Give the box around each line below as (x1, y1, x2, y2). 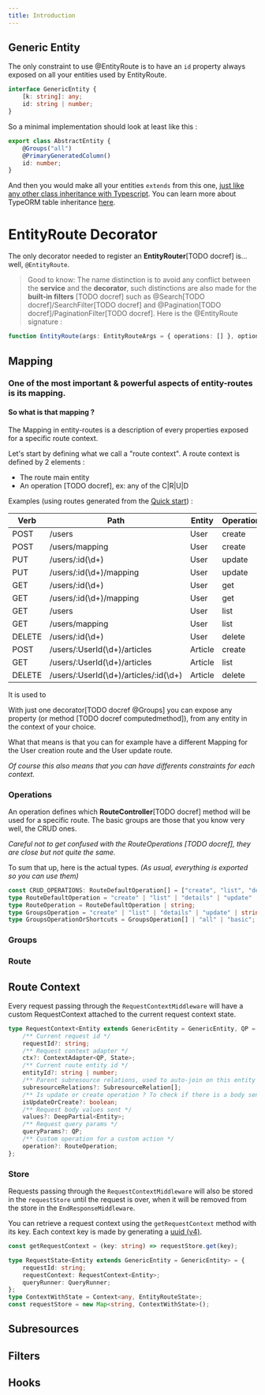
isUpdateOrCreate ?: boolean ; (22, 1098, 118, 1107)
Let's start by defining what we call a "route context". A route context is (8, 448, 241, 458)
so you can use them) (8, 871, 79, 880)
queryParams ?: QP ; (22, 1128, 83, 1136)
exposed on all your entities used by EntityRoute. (8, 70, 167, 80)
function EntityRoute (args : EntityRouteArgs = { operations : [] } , (8, 333, 235, 341)
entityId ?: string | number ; (22, 1069, 118, 1077)
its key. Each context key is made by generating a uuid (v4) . (8, 1227, 203, 1237)
